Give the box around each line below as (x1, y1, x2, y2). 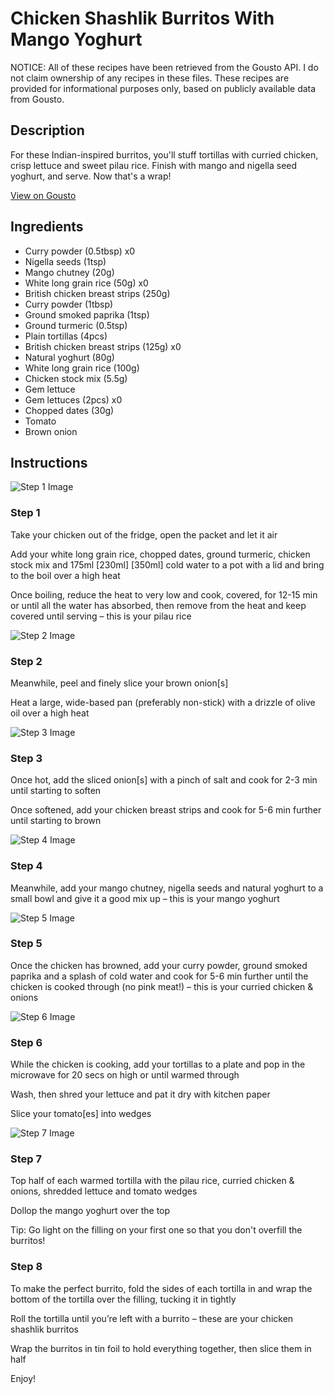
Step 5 (10, 937, 43, 951)
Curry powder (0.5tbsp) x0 (24, 245, 136, 257)
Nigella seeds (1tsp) (24, 255, 107, 267)
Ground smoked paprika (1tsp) (24, 308, 150, 321)
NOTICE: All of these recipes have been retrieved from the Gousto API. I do (10, 61, 319, 73)
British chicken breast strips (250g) (24, 287, 171, 299)
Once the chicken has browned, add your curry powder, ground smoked (10, 959, 308, 971)
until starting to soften (10, 785, 102, 797)
